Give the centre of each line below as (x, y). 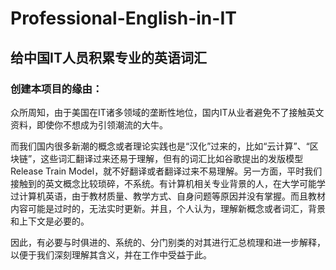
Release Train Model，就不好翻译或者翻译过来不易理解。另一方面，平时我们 (166, 171)
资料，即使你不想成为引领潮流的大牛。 (89, 124)
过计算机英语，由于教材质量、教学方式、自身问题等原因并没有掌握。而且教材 (168, 196)
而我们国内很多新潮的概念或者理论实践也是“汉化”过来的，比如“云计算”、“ (160, 146)
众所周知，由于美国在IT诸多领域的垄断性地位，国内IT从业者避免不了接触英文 (167, 112)
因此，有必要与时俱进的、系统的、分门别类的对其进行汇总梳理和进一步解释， (168, 242)
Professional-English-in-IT (123, 18)
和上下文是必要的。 (50, 221)
